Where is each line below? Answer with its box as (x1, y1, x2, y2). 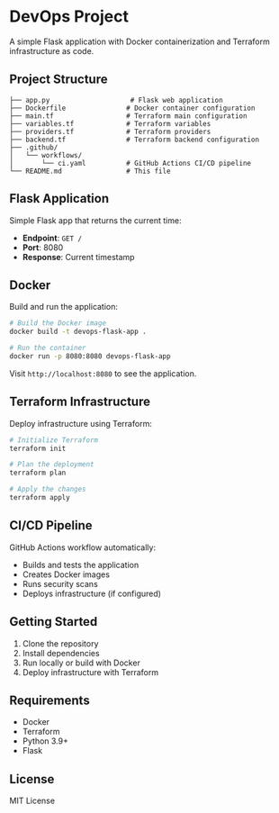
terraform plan (9, 468, 67, 478)
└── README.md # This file (9, 167, 171, 176)
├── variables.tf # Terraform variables (9, 119, 211, 128)
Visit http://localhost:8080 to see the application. (9, 367, 197, 379)
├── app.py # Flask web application (9, 95, 223, 104)
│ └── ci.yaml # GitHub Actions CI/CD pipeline (9, 158, 252, 167)
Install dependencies (22, 647, 101, 658)
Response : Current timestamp (22, 251, 135, 262)
